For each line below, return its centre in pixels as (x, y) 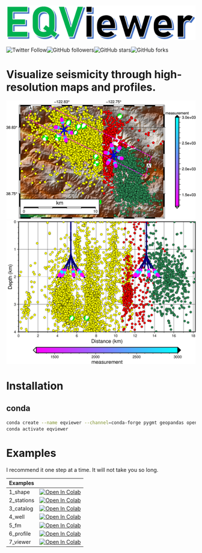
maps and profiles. (108, 87)
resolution (32, 87)
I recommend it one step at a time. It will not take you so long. (82, 470)
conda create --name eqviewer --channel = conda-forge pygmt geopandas (95, 423)
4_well (17, 517)
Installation (35, 386)
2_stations (22, 500)
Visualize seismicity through (79, 74)
